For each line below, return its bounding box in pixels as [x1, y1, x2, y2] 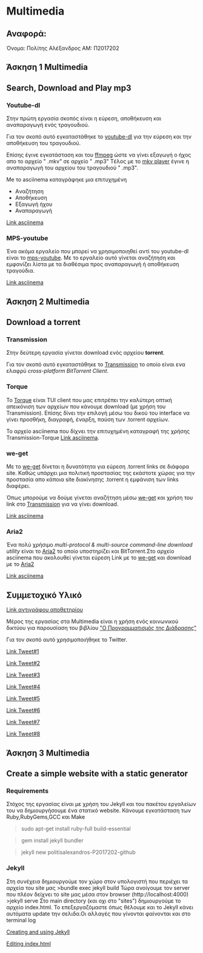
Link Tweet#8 [6, 730, 41, 737]
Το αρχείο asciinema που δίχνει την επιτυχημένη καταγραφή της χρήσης [6, 427, 190, 435]
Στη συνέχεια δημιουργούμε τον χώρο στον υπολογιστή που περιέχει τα [6, 878, 188, 885]
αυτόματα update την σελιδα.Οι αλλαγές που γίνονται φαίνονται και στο [6, 910, 191, 917]
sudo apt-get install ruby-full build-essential [21, 825, 131, 833]
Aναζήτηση [15, 188, 44, 195]
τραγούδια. [6, 267, 35, 275]
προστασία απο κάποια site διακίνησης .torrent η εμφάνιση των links [6, 476, 179, 483]
